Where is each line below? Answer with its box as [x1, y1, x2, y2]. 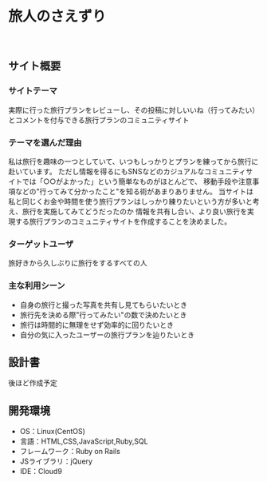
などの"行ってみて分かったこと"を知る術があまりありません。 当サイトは [14, 186, 253, 196]
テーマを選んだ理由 [8, 137, 82, 148]
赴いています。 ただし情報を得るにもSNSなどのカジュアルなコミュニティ [8, 166, 246, 176]
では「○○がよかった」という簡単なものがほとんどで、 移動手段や [22, 177, 239, 186]
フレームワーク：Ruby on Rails [19, 447, 121, 456]
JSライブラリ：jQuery [19, 456, 93, 466]
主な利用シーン [8, 281, 65, 292]
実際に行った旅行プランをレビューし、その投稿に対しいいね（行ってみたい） [8, 105, 260, 114]
